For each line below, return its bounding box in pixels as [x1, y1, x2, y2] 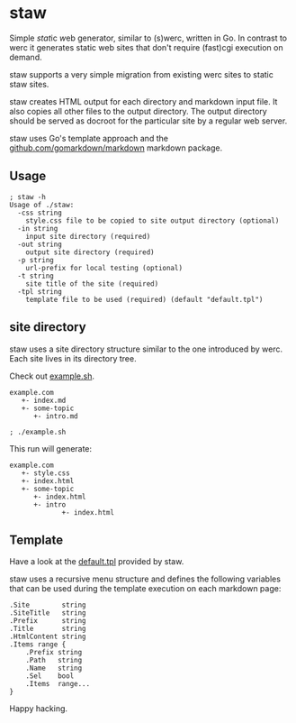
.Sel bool [25, 672, 75, 681]
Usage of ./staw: [9, 200, 75, 209]
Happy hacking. [9, 703, 68, 714]
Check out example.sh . [9, 371, 94, 381]
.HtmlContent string [9, 632, 87, 642]
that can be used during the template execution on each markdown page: [9, 583, 282, 594]
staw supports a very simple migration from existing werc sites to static [9, 69, 274, 79]
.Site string [9, 600, 87, 610]
